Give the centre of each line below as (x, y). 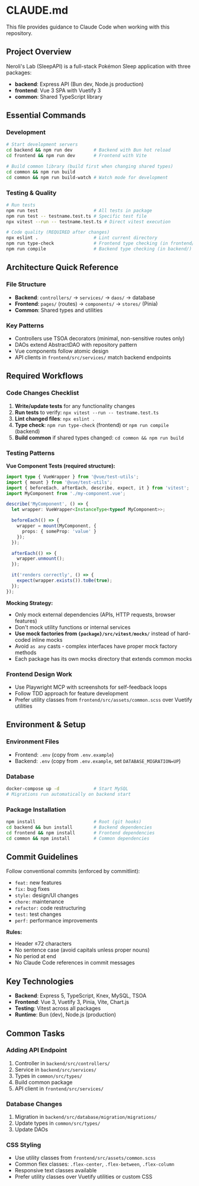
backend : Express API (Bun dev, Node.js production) (79, 84)
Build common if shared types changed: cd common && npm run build (99, 437)
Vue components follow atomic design (62, 351)
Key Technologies (40, 981)
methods (25, 652)
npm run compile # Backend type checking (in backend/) (99, 249)
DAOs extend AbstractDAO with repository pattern (76, 344)
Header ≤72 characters (43, 944)
